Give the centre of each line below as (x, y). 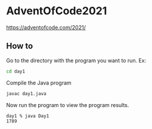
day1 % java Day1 (28, 116)
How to (20, 46)
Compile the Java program (39, 83)
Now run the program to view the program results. (68, 105)
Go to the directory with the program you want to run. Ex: (76, 60)
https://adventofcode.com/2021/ (46, 27)
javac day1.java (26, 93)
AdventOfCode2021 (57, 11)
